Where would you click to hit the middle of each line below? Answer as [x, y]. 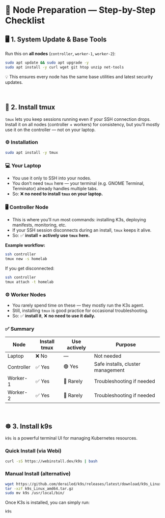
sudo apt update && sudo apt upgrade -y [47, 63]
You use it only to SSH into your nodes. [52, 178]
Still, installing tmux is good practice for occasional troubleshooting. [80, 311]
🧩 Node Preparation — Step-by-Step [80, 10]
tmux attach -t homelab [29, 282]
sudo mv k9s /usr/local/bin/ [35, 493]
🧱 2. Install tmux [30, 107]
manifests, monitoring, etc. [39, 225]
